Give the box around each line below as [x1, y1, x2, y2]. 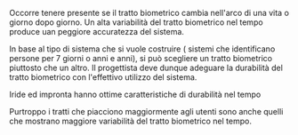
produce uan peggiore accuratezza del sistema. [9, 27, 185, 36]
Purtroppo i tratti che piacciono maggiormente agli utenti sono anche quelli [9, 107, 284, 116]
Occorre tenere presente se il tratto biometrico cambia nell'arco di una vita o [9, 8, 289, 18]
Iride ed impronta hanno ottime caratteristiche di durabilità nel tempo [9, 89, 262, 99]
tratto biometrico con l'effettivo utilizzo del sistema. [9, 72, 197, 83]
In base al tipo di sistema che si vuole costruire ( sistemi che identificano [9, 44, 276, 54]
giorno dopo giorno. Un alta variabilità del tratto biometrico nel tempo [9, 17, 264, 28]
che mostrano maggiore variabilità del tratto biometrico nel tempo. [9, 115, 252, 126]
